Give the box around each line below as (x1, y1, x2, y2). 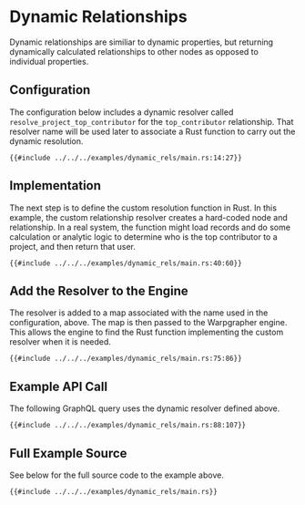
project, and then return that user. (9, 241, 137, 252)
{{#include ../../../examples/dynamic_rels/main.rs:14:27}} (9, 153, 243, 162)
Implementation (9, 178, 102, 193)
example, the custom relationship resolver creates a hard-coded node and (9, 211, 289, 222)
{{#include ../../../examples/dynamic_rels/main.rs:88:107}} (9, 421, 247, 430)
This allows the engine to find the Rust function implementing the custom (9, 326, 284, 338)
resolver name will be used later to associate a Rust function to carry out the (9, 126, 296, 137)
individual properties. (9, 56, 89, 67)
